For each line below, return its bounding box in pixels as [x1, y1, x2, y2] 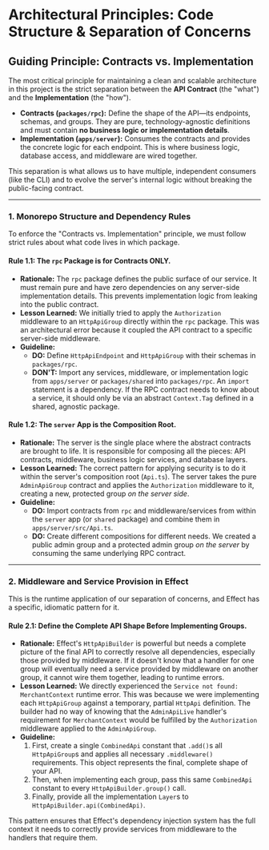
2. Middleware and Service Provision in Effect [8, 575, 189, 586]
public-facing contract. [8, 183, 84, 193]
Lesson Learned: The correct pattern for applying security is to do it [19, 463, 247, 473]
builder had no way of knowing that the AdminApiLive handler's [19, 707, 227, 716]
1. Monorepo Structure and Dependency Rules [8, 211, 191, 222]
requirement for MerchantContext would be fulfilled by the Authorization [19, 715, 258, 725]
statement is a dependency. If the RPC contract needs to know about [31, 385, 259, 394]
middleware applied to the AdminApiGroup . [19, 723, 157, 734]
